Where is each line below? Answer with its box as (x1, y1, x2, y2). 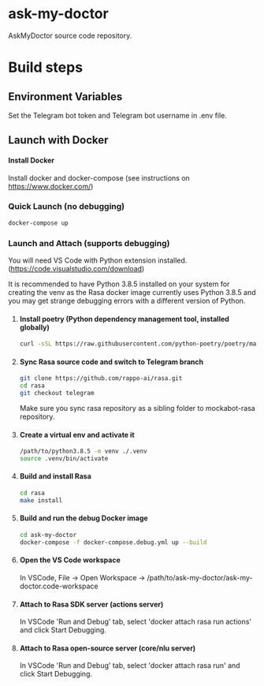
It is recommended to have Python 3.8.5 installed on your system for (8, 279, 230, 289)
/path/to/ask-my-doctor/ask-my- (147, 572, 253, 582)
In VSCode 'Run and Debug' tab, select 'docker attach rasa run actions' (19, 617, 252, 627)
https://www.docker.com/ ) (8, 181, 94, 191)
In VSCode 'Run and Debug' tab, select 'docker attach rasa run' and (19, 661, 240, 670)
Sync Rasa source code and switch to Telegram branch (19, 356, 203, 367)
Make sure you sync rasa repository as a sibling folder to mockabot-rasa (19, 403, 256, 412)
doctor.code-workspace (19, 581, 99, 591)
